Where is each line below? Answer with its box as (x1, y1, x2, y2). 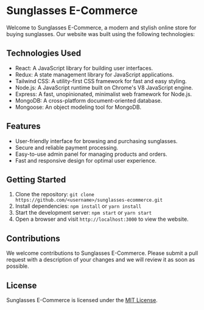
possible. (6, 262, 29, 270)
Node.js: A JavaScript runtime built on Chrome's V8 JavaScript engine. (15, 84, 194, 91)
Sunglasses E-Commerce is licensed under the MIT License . (6, 297, 158, 303)
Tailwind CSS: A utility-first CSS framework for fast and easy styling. (15, 77, 187, 84)
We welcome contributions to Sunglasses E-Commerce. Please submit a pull (6, 249, 199, 257)
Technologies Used (6, 48, 81, 59)
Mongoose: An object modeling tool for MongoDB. (15, 103, 142, 111)
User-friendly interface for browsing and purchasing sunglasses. (15, 137, 178, 144)
